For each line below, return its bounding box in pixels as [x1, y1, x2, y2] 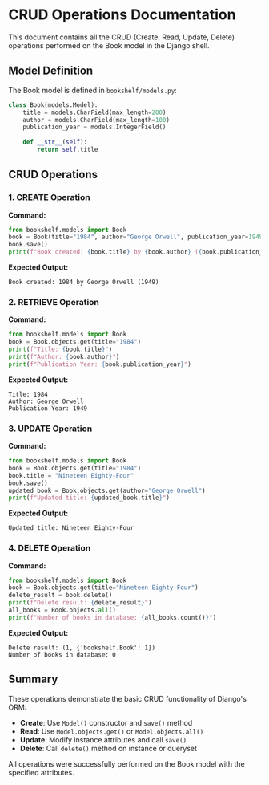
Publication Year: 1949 [8, 404, 88, 413]
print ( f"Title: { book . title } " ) [8, 345, 113, 354]
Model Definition [8, 64, 94, 78]
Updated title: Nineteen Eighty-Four [8, 524, 134, 532]
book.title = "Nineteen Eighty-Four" [8, 471, 134, 479]
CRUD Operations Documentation [8, 6, 236, 24]
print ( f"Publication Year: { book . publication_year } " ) [8, 360, 192, 368]
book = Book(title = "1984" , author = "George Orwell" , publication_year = [8, 233, 249, 242]
